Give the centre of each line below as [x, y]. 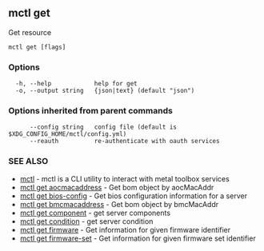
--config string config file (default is [103, 127]
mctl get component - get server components [95, 213]
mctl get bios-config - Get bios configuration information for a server [134, 196]
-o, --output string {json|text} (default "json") [105, 91]
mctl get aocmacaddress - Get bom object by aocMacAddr [117, 187]
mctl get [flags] [37, 47]
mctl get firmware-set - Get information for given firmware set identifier [138, 238]
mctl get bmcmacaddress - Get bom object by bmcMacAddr [119, 204]
